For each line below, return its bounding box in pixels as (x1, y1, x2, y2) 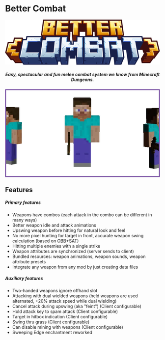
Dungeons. (71, 77, 94, 83)
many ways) (12, 217, 37, 223)
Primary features (5, 199, 41, 205)
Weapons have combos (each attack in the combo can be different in (12, 212, 152, 218)
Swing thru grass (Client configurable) (12, 319, 90, 325)
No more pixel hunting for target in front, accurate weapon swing (12, 233, 144, 239)
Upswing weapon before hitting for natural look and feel (12, 227, 126, 233)
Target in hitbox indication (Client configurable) (12, 314, 108, 320)
